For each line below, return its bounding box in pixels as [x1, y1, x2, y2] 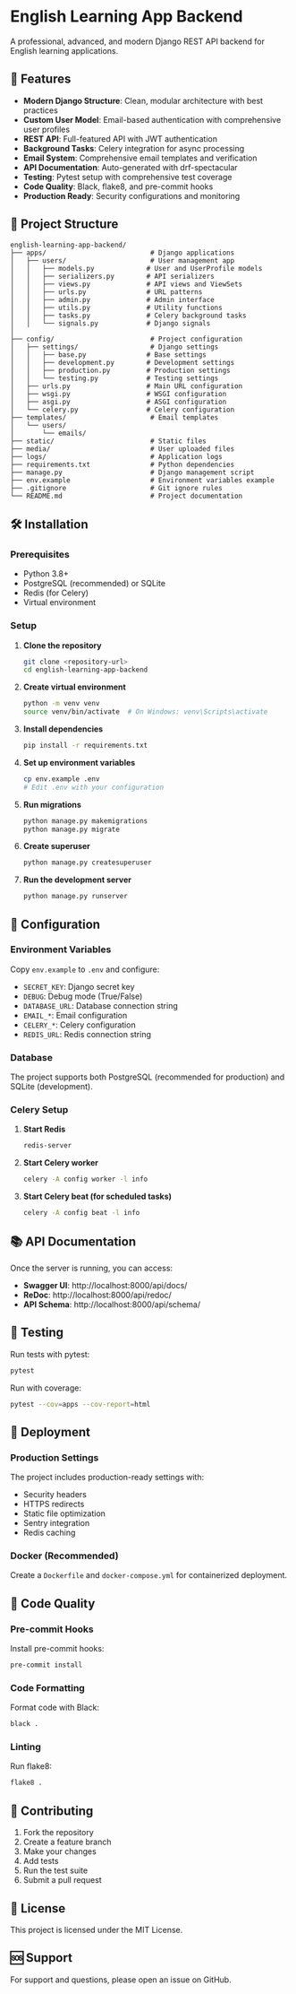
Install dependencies [22, 724, 104, 734]
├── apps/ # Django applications [10, 248, 235, 257]
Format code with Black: [10, 1702, 100, 1713]
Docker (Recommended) [10, 1549, 119, 1562]
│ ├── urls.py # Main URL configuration [10, 381, 243, 391]
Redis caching [22, 1527, 76, 1539]
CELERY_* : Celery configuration [22, 1019, 137, 1030]
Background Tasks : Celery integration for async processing [22, 143, 245, 153]
